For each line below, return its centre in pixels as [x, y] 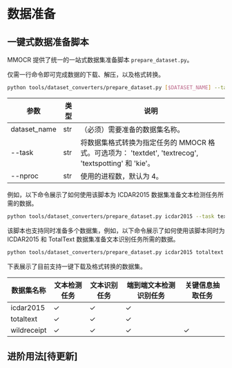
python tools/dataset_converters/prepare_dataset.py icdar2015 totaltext [116, 252]
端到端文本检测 [151, 285]
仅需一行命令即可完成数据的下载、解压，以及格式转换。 [86, 74]
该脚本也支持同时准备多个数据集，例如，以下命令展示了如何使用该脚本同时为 [116, 230]
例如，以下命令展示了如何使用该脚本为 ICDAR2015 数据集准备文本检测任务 [113, 194]
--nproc [25, 176]
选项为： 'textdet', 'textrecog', [150, 153]
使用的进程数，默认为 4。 [122, 176]
